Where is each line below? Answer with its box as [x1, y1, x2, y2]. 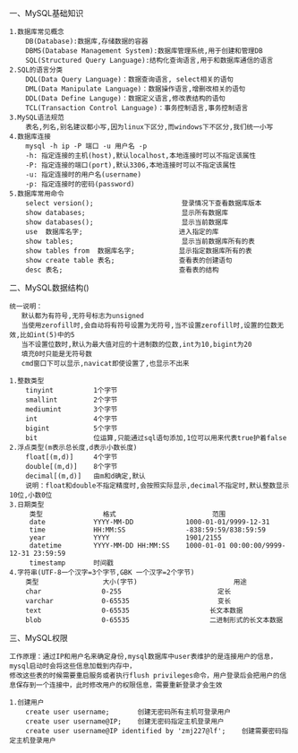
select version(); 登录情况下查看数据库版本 [25, 199, 262, 208]
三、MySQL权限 [9, 633, 69, 643]
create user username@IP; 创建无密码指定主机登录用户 [25, 717, 225, 726]
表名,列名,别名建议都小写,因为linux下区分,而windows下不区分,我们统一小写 [25, 123, 274, 132]
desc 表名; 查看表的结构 [25, 265, 219, 274]
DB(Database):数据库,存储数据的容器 [25, 37, 149, 46]
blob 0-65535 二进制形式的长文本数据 [25, 616, 284, 625]
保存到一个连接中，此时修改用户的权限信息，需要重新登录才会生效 [15, 680, 223, 689]
